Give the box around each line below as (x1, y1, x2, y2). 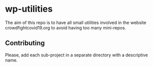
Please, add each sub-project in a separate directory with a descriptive (5, 52, 148, 58)
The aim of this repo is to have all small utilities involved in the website (5, 20, 147, 25)
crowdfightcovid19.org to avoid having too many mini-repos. (5, 24, 126, 30)
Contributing (5, 39, 45, 47)
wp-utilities (5, 3, 53, 15)
